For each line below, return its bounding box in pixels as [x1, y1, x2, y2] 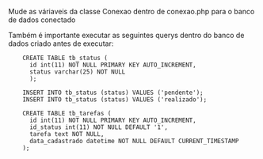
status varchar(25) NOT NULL [29, 68, 126, 76]
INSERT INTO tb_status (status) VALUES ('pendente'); [22, 89, 204, 97]
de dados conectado [8, 15, 76, 25]
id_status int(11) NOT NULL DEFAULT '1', [29, 123, 169, 131]
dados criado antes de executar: [8, 39, 114, 48]
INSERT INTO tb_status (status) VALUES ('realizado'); [22, 96, 208, 104]
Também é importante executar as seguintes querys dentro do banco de [8, 31, 245, 40]
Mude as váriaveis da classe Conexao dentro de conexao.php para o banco [8, 7, 255, 16]
